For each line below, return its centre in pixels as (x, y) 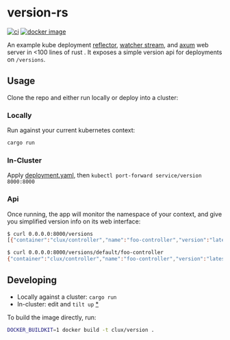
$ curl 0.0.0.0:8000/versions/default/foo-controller (86, 253)
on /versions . (26, 59)
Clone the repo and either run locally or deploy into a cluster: (93, 97)
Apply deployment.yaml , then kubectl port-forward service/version (104, 175)
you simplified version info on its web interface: (74, 221)
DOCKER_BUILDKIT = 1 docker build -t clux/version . (81, 330)
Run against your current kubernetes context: (71, 130)
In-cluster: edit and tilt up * (58, 304)
